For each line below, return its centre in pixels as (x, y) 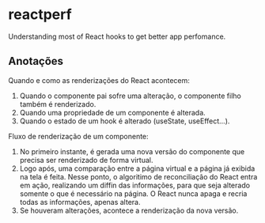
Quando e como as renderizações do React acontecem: (99, 80)
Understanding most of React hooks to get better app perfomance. (117, 36)
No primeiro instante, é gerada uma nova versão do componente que (132, 151)
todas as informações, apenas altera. (80, 202)
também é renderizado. (58, 104)
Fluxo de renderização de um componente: (78, 136)
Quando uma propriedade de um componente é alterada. (112, 112)
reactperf (40, 15)
